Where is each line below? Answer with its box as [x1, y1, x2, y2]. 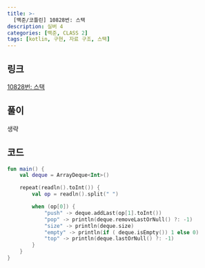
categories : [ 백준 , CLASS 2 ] [7, 29, 88, 37]
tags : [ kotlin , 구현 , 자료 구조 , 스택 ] [7, 36, 110, 43]
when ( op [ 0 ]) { [32, 203, 76, 211]
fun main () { [7, 165, 45, 173]
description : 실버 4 [7, 23, 64, 30]
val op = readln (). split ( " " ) [32, 191, 119, 198]
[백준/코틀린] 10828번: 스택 [13, 17, 86, 23]
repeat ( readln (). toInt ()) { [19, 184, 100, 191]
